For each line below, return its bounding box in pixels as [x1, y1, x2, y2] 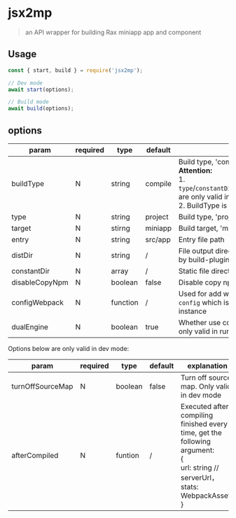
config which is [178, 297, 230, 307]
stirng [111, 223, 130, 233]
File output [178, 246, 214, 256]
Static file [178, 266, 209, 275]
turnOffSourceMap [11, 381, 74, 391]
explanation [187, 361, 228, 370]
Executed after [180, 401, 229, 411]
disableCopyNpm [11, 278, 69, 287]
